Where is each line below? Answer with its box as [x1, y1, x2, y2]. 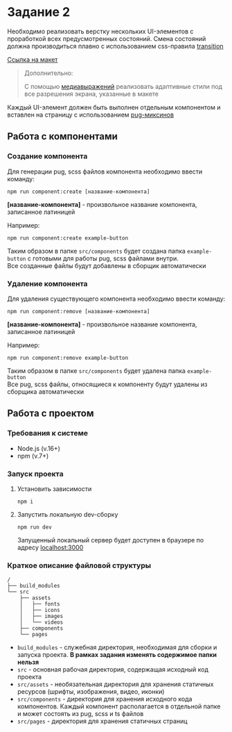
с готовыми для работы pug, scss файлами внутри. [27, 254, 179, 263]
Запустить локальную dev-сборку [17, 510, 118, 518]
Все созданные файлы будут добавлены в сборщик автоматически [7, 261, 206, 269]
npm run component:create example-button [7, 234, 129, 242]
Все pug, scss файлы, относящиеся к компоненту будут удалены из [7, 380, 208, 388]
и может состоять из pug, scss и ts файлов [17, 710, 144, 718]
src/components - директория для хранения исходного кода [17, 695, 193, 704]
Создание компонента [7, 151, 88, 161]
